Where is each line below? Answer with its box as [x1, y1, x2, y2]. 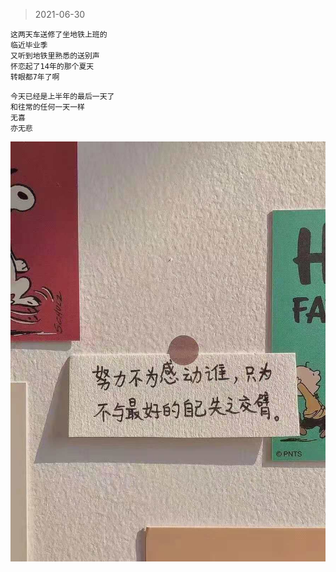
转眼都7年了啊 [10, 72, 60, 82]
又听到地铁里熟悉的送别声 [10, 51, 100, 61]
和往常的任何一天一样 [10, 102, 85, 112]
